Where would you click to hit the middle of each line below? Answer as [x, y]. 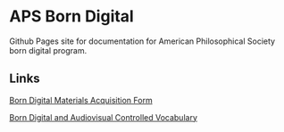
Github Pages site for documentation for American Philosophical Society [142, 41]
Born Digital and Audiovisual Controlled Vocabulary [104, 117]
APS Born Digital [71, 16]
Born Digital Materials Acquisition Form [81, 100]
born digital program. [48, 50]
